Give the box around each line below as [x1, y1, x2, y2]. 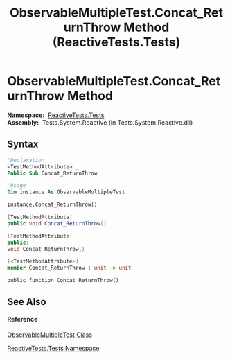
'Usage [7, 182, 26, 189]
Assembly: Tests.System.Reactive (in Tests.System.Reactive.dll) [7, 118, 193, 126]
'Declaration [7, 157, 45, 164]
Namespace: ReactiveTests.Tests [7, 111, 105, 119]
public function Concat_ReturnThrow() [7, 277, 119, 284]
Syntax [7, 139, 39, 150]
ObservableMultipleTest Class [7, 331, 92, 339]
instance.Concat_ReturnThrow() [7, 201, 98, 209]
